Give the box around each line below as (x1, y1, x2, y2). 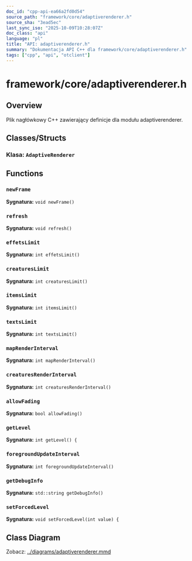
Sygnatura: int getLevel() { (6, 436, 77, 443)
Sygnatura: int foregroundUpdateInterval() (6, 463, 114, 470)
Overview (6, 101, 43, 111)
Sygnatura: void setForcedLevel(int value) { (6, 516, 119, 523)
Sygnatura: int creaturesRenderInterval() (6, 383, 111, 390)
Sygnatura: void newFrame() (6, 198, 75, 205)
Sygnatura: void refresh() (6, 224, 72, 231)
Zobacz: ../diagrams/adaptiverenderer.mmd (6, 548, 111, 555)
